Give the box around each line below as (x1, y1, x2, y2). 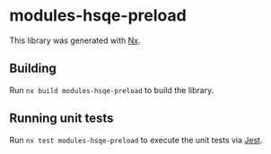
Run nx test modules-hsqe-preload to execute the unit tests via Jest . (9, 134, 263, 145)
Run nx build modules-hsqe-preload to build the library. (9, 84, 214, 95)
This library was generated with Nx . (9, 35, 141, 46)
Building (9, 61, 57, 76)
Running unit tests (9, 111, 114, 126)
